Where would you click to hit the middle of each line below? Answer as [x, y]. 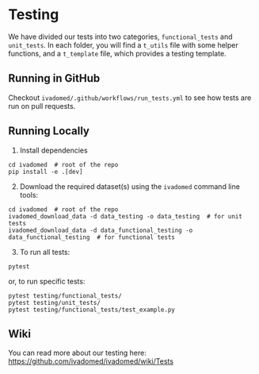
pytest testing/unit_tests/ [55, 303]
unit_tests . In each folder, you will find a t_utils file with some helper [124, 44]
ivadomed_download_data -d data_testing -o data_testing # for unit [126, 216]
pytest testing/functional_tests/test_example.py [92, 310]
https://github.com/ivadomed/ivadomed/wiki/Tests [91, 361]
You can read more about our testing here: [77, 353]
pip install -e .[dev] [46, 172]
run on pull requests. [42, 106]
